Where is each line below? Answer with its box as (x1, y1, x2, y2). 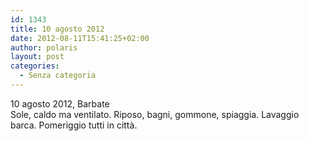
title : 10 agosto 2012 (10, 24, 105, 34)
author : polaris (10, 42, 78, 53)
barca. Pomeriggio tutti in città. (10, 119, 138, 131)
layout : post (10, 52, 65, 62)
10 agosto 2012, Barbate (10, 97, 110, 110)
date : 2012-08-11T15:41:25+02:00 (10, 33, 150, 43)
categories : (10, 61, 60, 71)
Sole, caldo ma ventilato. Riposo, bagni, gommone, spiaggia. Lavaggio (10, 108, 300, 120)
